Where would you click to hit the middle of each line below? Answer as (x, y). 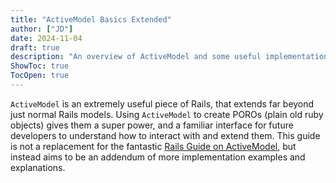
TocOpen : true (40, 76)
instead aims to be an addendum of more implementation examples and (158, 157)
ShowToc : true (40, 66)
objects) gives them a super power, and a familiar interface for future (152, 125)
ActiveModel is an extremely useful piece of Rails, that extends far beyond (162, 103)
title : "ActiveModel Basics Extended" (91, 19)
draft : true (35, 47)
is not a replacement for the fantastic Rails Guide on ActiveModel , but (153, 146)
